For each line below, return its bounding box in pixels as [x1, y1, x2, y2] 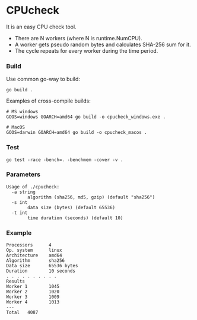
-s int [11, 199, 28, 205]
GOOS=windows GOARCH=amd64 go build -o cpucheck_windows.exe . [6, 114, 166, 120]
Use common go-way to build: [6, 75, 80, 83]
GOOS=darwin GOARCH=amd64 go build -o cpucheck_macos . [6, 130, 147, 136]
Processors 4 [6, 242, 52, 248]
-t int [11, 210, 28, 216]
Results [6, 279, 26, 284]
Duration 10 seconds [6, 268, 76, 274]
